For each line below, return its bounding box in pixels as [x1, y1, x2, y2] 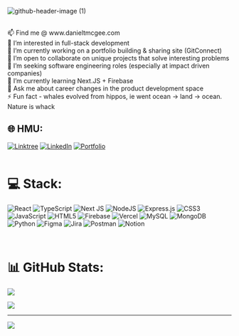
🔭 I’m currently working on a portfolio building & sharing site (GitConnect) [7, 46, 223, 55]
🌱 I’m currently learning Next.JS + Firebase [7, 77, 134, 85]
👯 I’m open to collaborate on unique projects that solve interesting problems [7, 54, 230, 62]
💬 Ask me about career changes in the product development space [7, 84, 204, 93]
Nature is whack [7, 103, 55, 110]
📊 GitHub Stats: [7, 259, 105, 275]
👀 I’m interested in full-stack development [7, 39, 130, 47]
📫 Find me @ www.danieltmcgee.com [7, 28, 120, 37]
